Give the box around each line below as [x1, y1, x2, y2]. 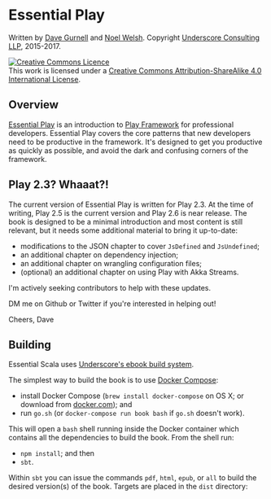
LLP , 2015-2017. [8, 41, 61, 50]
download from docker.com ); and [20, 400, 133, 409]
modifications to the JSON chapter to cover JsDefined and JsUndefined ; [20, 241, 260, 251]
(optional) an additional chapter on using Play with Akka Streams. [20, 267, 239, 277]
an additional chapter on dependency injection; [20, 250, 179, 260]
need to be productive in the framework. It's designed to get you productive [8, 137, 263, 147]
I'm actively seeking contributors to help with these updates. [8, 282, 212, 292]
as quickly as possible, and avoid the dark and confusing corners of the [8, 145, 249, 155]
